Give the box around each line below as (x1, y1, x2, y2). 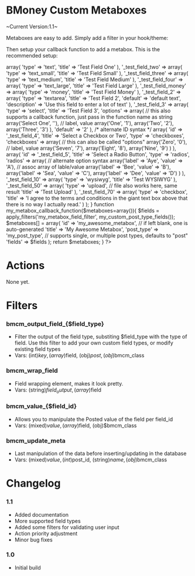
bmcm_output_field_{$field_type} (6, 320, 104, 328)
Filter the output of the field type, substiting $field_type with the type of (14, 333, 187, 340)
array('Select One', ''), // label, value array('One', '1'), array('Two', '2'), (6, 119, 174, 126)
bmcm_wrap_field (6, 367, 59, 375)
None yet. (6, 278, 30, 285)
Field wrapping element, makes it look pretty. (14, 380, 124, 387)
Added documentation (14, 511, 69, 518)
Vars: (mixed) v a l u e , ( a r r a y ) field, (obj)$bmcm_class (14, 421, 137, 429)
